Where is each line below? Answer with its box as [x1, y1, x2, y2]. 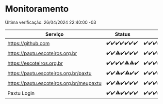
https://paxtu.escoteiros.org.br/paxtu [7, 70, 92, 77]
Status [114, 30, 130, 37]
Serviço [45, 30, 64, 37]
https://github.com [7, 40, 50, 47]
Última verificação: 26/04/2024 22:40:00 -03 [5, 19, 96, 25]
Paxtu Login [7, 90, 35, 97]
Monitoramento [5, 3, 69, 15]
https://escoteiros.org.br [7, 60, 63, 67]
